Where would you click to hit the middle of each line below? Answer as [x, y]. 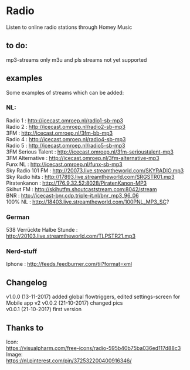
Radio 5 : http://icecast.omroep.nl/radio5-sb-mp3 [66, 145]
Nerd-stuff [22, 251]
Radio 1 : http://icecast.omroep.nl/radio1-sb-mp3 [65, 120]
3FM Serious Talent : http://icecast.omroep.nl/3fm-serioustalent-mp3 [90, 152]
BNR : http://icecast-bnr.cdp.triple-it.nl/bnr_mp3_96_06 [72, 195]
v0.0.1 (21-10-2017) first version [44, 309]
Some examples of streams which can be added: [65, 92]
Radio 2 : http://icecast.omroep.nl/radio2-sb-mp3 [66, 126]
